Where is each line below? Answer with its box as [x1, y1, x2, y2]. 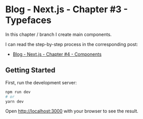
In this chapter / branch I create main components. [5, 31, 112, 37]
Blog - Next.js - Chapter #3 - [5, 4, 128, 15]
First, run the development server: [5, 79, 77, 85]
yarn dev [5, 99, 24, 104]
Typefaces [5, 14, 52, 26]
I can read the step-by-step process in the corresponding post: [5, 41, 138, 47]
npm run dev [5, 89, 31, 94]
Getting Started [5, 66, 56, 75]
